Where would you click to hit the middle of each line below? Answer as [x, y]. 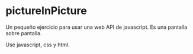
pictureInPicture [46, 11]
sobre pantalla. [24, 33]
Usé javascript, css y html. [38, 45]
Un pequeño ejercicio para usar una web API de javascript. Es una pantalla [96, 27]
